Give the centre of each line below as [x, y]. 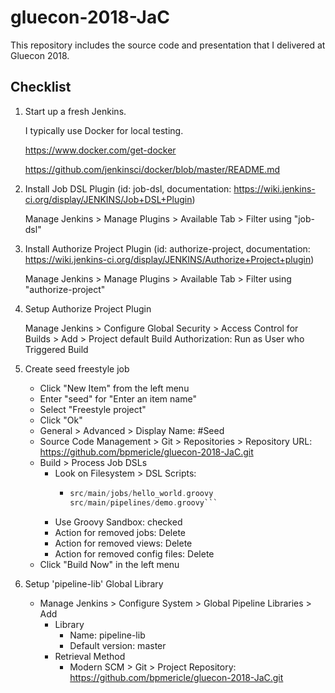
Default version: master [118, 645]
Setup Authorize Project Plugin [88, 308]
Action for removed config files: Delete [134, 553]
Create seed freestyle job [77, 368]
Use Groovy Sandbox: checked [118, 522]
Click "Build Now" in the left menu [109, 564]
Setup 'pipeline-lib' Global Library [94, 583]
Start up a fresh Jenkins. [75, 111]
